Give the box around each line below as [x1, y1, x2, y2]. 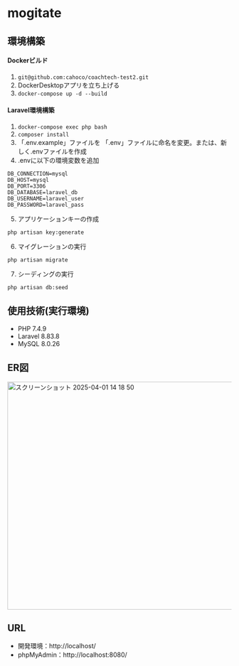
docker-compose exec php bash [17, 123, 108, 131]
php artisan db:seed [7, 284, 69, 291]
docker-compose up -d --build [17, 90, 108, 97]
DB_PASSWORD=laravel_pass [7, 201, 84, 208]
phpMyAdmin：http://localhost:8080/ [17, 650, 128, 659]
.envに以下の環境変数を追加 [17, 156, 100, 164]
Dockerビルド [7, 56, 48, 65]
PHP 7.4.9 [17, 324, 47, 333]
